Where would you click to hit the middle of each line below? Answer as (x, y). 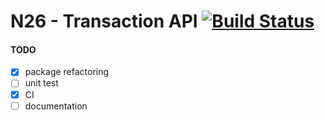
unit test (41, 83)
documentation (56, 106)
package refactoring (67, 72)
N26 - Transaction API (104, 21)
